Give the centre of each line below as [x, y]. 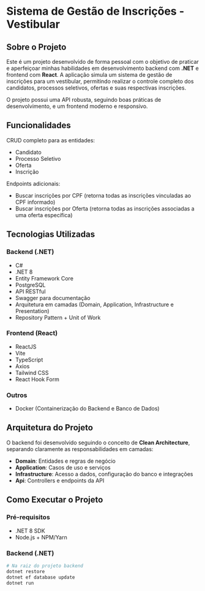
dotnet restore [26, 571]
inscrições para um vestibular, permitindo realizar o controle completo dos [100, 81]
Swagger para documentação [53, 298]
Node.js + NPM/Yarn [41, 537]
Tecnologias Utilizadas [51, 234]
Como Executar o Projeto [55, 500]
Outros [17, 395]
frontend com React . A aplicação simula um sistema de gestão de [89, 75]
